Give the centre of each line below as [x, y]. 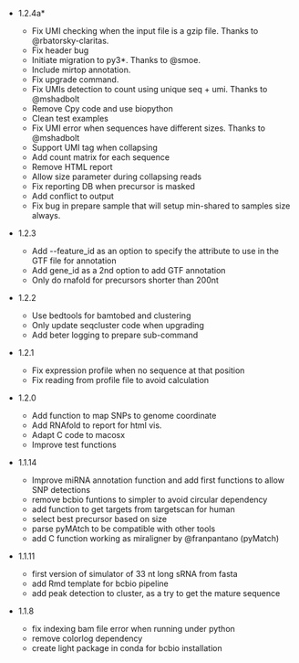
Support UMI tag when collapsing [94, 147]
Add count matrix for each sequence [101, 157]
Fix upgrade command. [75, 80]
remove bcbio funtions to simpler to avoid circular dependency [149, 499]
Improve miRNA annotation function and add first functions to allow [158, 480]
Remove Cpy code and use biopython [102, 108]
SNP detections [61, 490]
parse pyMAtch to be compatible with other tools [124, 529]
